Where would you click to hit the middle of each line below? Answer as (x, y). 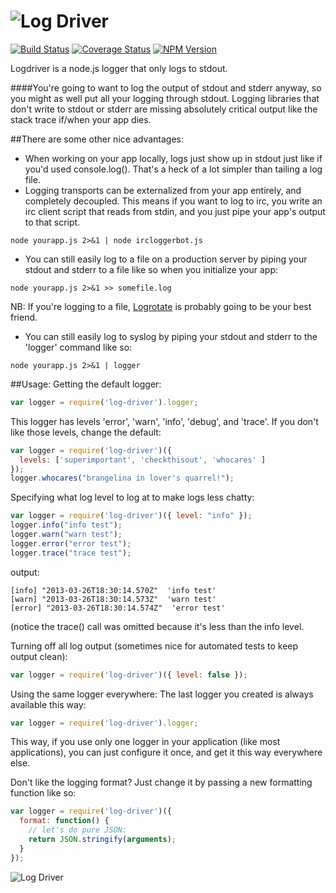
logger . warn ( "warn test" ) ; (66, 535)
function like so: (43, 793)
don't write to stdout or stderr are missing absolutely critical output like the (164, 109)
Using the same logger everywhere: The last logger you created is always (162, 694)
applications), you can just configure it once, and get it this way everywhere (166, 752)
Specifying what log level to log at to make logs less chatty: (132, 497)
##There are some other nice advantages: (97, 139)
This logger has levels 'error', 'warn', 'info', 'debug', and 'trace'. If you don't (164, 421)
